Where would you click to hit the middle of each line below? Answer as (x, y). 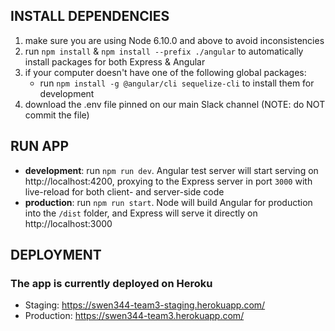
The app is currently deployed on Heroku (111, 283)
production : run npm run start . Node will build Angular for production (168, 202)
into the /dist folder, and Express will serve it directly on (141, 213)
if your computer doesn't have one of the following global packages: (165, 72)
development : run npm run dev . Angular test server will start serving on (171, 170)
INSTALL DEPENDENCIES (90, 16)
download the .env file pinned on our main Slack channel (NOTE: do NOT (175, 104)
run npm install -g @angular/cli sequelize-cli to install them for (177, 83)
